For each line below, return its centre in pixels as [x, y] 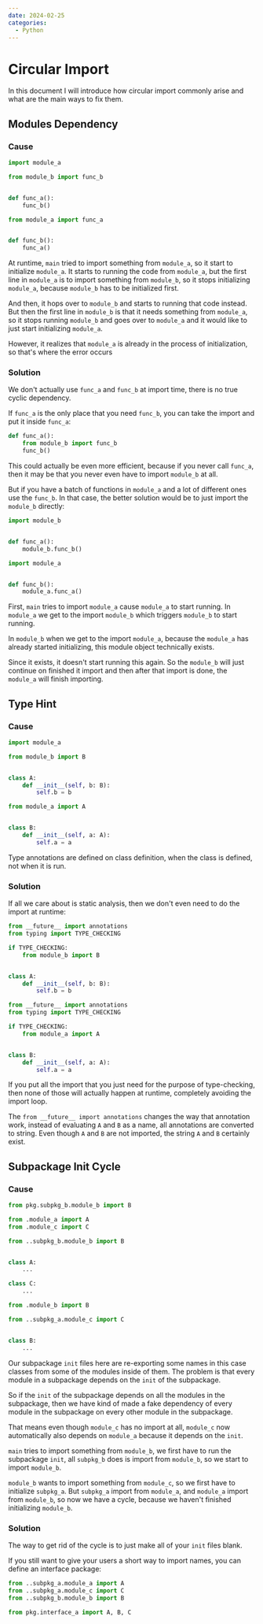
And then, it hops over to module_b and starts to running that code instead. [128, 303]
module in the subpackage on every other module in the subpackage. [121, 1411]
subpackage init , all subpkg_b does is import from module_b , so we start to [128, 1459]
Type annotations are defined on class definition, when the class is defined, [130, 857]
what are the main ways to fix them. [66, 99]
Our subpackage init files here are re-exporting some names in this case [127, 1363]
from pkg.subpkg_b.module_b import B [70, 1206]
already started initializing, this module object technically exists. [111, 647]
